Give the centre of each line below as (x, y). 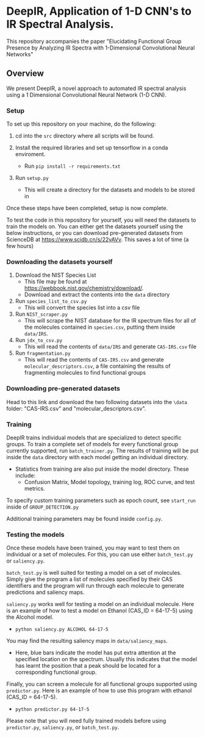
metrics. (34, 488)
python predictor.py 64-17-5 (52, 709)
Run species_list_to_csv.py (51, 301)
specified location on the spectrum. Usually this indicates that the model (106, 659)
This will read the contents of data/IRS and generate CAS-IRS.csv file (110, 346)
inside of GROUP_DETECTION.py (43, 507)
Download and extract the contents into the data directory (97, 294)
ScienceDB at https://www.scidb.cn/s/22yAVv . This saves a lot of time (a (98, 239)
